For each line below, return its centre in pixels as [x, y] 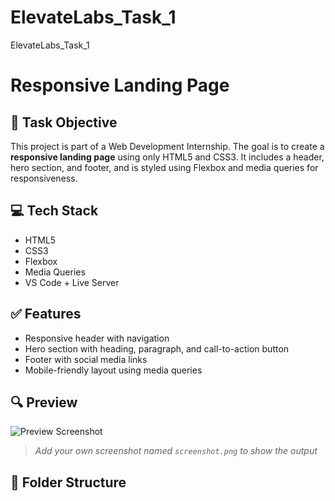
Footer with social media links [86, 359]
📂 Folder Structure [68, 482]
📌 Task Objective [64, 122]
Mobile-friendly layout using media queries [113, 370]
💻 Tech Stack [54, 211]
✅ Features [46, 314]
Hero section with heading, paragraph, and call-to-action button [157, 348]
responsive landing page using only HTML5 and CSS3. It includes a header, [167, 157]
